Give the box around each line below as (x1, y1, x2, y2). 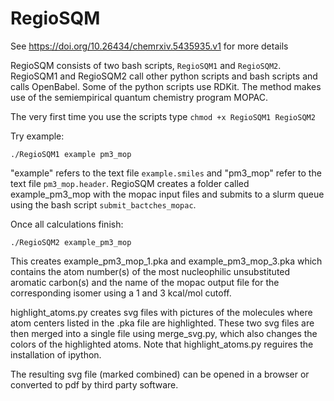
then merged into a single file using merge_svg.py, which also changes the (10, 327, 318, 339)
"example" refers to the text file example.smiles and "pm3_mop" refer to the (10, 167, 322, 179)
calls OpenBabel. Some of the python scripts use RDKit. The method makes (10, 80, 322, 92)
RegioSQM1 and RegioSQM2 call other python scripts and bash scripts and (10, 70, 318, 82)
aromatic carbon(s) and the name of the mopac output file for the (10, 276, 280, 288)
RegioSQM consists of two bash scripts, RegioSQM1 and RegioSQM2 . (10, 59, 282, 71)
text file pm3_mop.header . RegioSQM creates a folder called (10, 177, 250, 189)
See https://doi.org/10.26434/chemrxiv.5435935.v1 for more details (10, 40, 289, 52)
